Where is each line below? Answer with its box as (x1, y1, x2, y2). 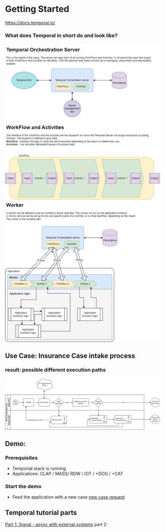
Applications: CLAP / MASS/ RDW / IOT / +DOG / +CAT (12, 471, 124, 477)
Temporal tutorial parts (5, 508, 77, 517)
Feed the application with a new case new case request (12, 494, 125, 500)
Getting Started (5, 3, 70, 15)
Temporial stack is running (12, 466, 66, 471)
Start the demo (5, 483, 42, 490)
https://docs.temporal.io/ (5, 20, 55, 26)
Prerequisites (5, 454, 38, 461)
